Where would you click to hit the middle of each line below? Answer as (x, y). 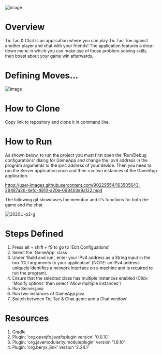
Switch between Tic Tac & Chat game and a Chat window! (70, 299)
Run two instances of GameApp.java (48, 293)
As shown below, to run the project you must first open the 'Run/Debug (76, 155)
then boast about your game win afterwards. (49, 56)
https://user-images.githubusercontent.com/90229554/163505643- (73, 185)
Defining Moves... (42, 76)
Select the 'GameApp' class (40, 252)
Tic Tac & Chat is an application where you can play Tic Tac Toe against (77, 40)
